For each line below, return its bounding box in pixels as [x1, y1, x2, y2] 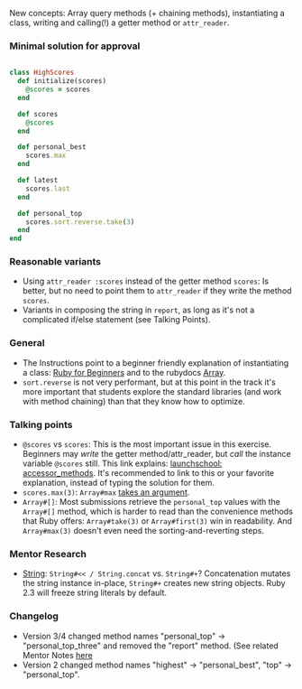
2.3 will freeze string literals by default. [22, 587, 168, 599]
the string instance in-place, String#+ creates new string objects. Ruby [22, 578, 286, 589]
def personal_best [17, 143, 87, 152]
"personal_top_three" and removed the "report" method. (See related [22, 640, 279, 651]
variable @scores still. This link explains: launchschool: [22, 458, 223, 469]
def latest [17, 176, 59, 185]
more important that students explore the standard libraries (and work [22, 386, 282, 396]
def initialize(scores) [17, 77, 106, 86]
